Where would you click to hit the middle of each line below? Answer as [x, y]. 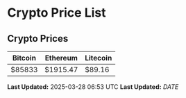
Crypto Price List [57, 13]
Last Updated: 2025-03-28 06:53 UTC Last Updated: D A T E [93, 87]
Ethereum [61, 58]
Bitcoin [24, 58]
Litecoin [98, 58]
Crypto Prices [38, 39]
